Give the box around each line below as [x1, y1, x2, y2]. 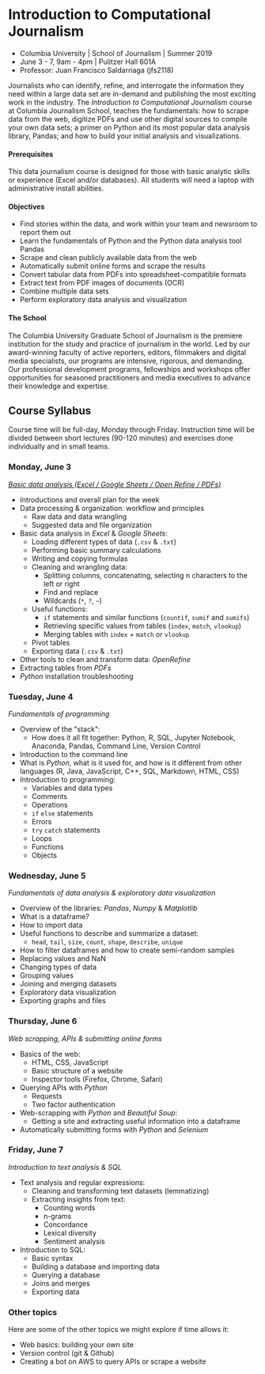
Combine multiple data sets [19, 286, 109, 296]
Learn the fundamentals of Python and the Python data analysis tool [19, 236, 242, 246]
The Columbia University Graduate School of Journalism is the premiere [8, 331, 243, 340]
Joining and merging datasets [19, 979, 117, 989]
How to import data [19, 920, 83, 930]
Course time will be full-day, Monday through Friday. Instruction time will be [8, 425, 255, 434]
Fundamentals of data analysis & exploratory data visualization [8, 888, 216, 898]
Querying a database [31, 1270, 100, 1279]
